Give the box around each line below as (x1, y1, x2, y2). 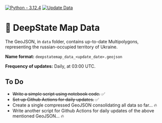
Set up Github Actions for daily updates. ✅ (12, 96, 99, 102)
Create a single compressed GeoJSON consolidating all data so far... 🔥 (12, 102, 158, 108)
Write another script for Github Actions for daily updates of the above (12, 108, 155, 114)
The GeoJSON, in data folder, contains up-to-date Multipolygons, (5, 38, 139, 44)
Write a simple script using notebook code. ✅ (12, 91, 105, 97)
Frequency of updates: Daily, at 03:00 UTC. (5, 63, 96, 69)
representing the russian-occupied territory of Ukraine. (5, 44, 118, 50)
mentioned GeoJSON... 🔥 (12, 113, 65, 119)
